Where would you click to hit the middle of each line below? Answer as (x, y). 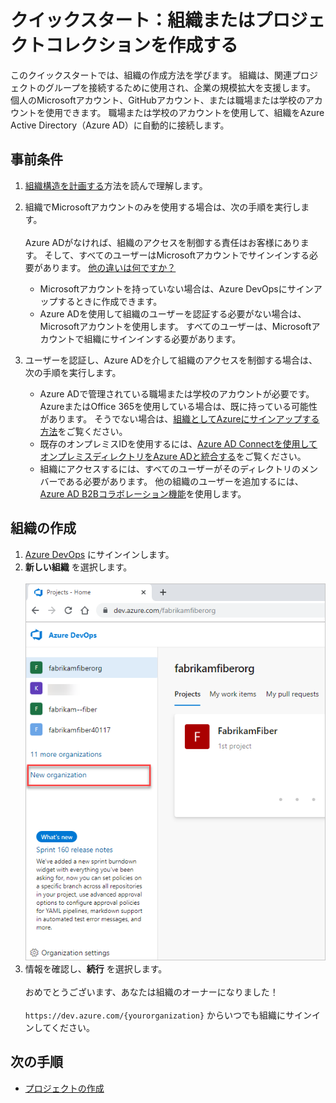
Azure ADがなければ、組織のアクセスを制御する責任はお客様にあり (162, 242)
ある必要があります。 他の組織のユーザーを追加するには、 (184, 481)
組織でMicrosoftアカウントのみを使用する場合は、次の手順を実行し (163, 207)
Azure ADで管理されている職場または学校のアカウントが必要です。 (177, 393)
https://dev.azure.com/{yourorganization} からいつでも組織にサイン (168, 1015)
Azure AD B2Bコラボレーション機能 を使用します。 (143, 493)
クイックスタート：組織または (133, 20)
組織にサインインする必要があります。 (162, 338)
